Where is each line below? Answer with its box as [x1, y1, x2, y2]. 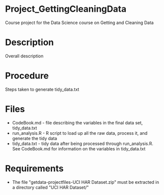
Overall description [5, 53, 44, 59]
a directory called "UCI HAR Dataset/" [12, 184, 89, 190]
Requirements [5, 163, 64, 174]
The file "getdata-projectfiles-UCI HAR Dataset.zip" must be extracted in [12, 179, 160, 185]
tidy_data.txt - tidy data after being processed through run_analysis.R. [12, 141, 154, 146]
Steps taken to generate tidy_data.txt [5, 86, 80, 92]
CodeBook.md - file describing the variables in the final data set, [12, 120, 143, 125]
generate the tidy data [12, 135, 57, 141]
